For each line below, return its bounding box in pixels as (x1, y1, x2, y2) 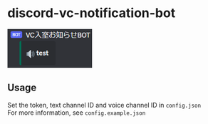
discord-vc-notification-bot (7, 5, 176, 21)
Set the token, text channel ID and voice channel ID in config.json (7, 100, 202, 109)
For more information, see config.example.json (7, 108, 146, 117)
